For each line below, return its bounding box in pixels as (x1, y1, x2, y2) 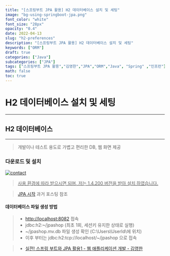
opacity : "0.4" (5, 26, 37, 31)
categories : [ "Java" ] (5, 54, 51, 60)
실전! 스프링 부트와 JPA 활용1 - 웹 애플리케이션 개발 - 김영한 (25, 245, 143, 251)
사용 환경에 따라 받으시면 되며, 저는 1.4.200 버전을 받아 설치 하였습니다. (17, 180, 158, 186)
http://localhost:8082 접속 (25, 216, 79, 222)
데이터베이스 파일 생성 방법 (5, 203, 58, 209)
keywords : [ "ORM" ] (5, 45, 44, 50)
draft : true (5, 50, 30, 55)
